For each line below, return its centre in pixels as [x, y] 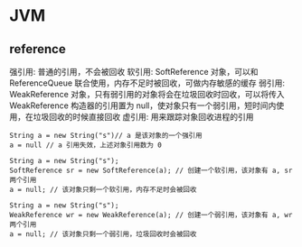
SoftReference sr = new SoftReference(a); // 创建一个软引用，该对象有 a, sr [151, 170]
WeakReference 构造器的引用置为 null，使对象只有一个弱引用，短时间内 [143, 105]
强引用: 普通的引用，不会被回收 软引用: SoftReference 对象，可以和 [134, 72]
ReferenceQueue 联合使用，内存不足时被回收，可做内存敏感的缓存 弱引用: [147, 83]
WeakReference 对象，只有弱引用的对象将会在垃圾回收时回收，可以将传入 [147, 94]
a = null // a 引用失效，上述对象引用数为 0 [86, 145]
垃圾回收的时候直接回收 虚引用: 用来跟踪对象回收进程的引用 [143, 117]
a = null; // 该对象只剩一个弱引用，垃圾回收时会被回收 [103, 234]
